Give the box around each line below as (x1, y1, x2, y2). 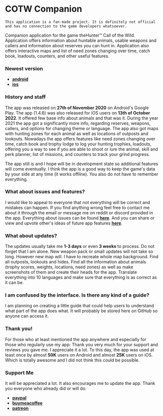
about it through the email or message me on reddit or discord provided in (5, 209, 153, 215)
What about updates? (5, 232, 57, 239)
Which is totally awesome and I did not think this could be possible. (5, 357, 140, 363)
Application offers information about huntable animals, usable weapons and (5, 38, 157, 43)
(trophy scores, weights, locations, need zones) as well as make (5, 264, 134, 270)
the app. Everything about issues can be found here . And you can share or (5, 215, 155, 221)
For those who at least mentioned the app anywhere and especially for (5, 336, 146, 342)
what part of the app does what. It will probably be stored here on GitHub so (5, 308, 158, 314)
